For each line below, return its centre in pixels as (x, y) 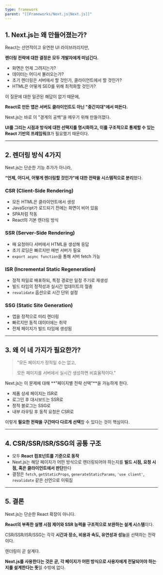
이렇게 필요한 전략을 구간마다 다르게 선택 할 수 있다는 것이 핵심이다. (67, 422)
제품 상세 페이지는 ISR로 (35, 394)
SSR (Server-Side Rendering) (40, 233)
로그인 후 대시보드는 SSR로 (38, 400)
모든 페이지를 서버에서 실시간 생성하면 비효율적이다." (66, 373)
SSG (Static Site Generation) (39, 305)
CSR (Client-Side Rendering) (39, 191)
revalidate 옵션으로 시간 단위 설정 (45, 293)
